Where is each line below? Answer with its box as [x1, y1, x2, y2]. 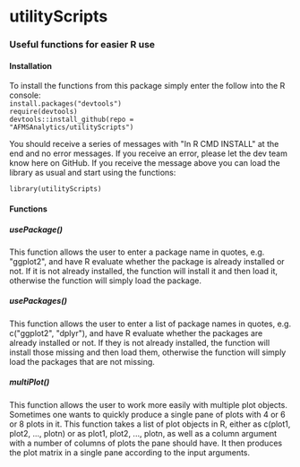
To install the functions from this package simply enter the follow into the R [9, 81, 286, 91]
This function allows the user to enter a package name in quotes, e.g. [9, 246, 265, 257]
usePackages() [9, 296, 67, 307]
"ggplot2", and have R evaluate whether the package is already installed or [9, 255, 285, 266]
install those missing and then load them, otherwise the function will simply [9, 347, 287, 358]
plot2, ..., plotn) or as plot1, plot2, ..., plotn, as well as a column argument [9, 428, 278, 438]
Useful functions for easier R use [9, 39, 155, 51]
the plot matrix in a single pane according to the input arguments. [9, 446, 251, 458]
